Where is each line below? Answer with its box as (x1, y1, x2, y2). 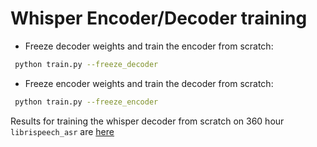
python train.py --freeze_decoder (14, 59, 159, 69)
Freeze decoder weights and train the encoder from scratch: (24, 40, 274, 52)
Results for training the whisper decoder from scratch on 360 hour (10, 115, 285, 127)
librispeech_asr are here (10, 125, 115, 137)
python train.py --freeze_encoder (14, 97, 159, 107)
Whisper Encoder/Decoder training (10, 7, 308, 30)
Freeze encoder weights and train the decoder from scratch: (24, 77, 274, 89)
